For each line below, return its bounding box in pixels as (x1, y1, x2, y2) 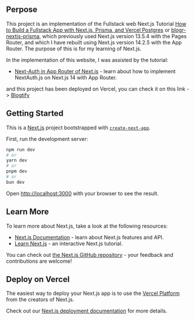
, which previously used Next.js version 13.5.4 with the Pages (39, 32, 187, 40)
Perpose (6, 5, 38, 15)
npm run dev (6, 146, 35, 153)
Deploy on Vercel (6, 274, 70, 284)
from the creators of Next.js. (6, 296, 74, 303)
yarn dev (6, 157, 28, 163)
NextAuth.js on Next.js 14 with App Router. (14, 74, 117, 81)
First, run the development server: (6, 135, 88, 142)
